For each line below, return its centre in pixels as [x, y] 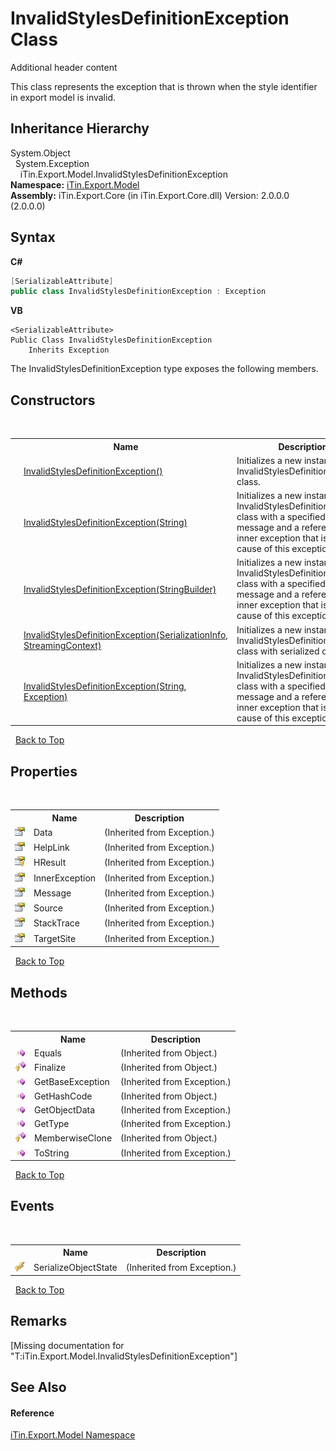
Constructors [53, 400]
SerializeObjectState [75, 1267]
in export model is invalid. [63, 97]
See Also [38, 1387]
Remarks [39, 1321]
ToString [52, 1153]
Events [32, 1206]
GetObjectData [65, 1109]
